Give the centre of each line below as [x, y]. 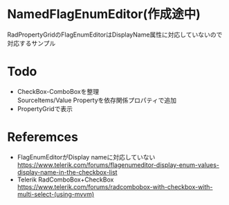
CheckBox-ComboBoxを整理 [58, 91]
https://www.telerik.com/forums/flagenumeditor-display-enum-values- [118, 165]
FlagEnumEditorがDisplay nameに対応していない [86, 157]
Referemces [43, 137]
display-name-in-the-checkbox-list [67, 172]
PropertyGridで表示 [45, 108]
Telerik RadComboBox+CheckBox [65, 179]
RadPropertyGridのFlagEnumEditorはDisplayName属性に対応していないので [115, 35]
